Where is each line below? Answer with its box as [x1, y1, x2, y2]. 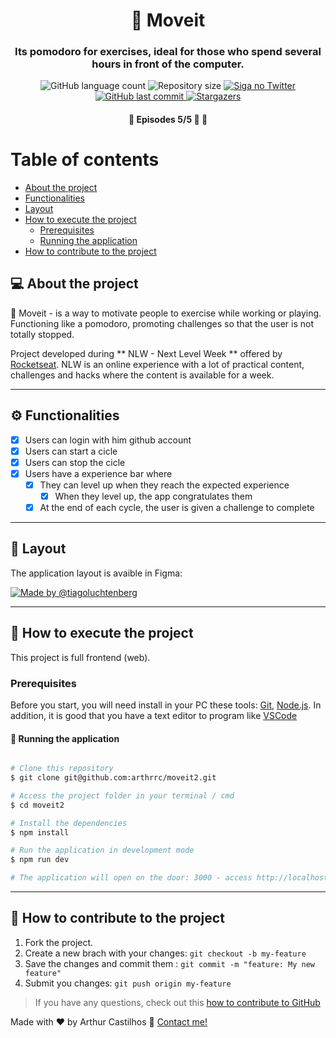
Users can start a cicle [24, 445, 118, 457]
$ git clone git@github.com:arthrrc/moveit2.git [10, 773, 217, 783]
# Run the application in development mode [10, 845, 195, 856]
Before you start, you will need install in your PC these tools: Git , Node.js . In [10, 699, 322, 711]
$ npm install [10, 827, 70, 838]
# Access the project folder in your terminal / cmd [10, 790, 235, 801]
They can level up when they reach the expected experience [39, 479, 290, 491]
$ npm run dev [10, 855, 70, 865]
